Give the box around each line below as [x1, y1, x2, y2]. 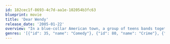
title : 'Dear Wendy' [5, 17, 49, 22]
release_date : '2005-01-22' [5, 21, 65, 27]
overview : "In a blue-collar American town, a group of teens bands [5, 26, 153, 31]
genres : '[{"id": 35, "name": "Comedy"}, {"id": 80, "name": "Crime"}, [5, 31, 159, 36]
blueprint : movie [5, 12, 42, 17]
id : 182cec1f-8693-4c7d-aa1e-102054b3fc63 [5, 7, 96, 13]
